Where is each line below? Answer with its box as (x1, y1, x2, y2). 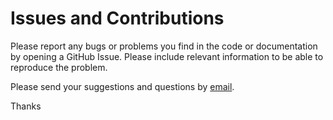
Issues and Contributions (10, 7, 225, 30)
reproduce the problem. (10, 61, 108, 73)
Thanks (10, 100, 42, 112)
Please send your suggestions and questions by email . (10, 80, 235, 92)
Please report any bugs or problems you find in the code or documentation (10, 40, 318, 52)
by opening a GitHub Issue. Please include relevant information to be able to (10, 50, 324, 62)
